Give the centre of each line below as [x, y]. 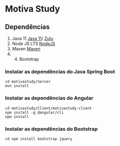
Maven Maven [26, 49]
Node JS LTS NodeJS [34, 44]
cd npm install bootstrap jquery [39, 139]
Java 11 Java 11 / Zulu [32, 38]
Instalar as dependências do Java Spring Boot [60, 71]
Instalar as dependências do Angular [49, 98]
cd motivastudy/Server [28, 82]
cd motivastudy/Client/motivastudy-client [48, 108]
